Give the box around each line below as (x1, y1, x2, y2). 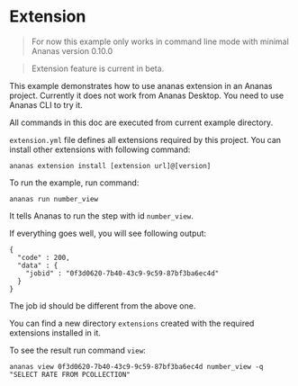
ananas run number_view (9, 194, 99, 203)
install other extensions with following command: (9, 144, 191, 155)
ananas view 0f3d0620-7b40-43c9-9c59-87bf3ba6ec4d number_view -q (9, 362, 264, 371)
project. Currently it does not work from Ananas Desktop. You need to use (9, 90, 284, 101)
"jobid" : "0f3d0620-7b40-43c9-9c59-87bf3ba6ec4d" (25, 268, 220, 278)
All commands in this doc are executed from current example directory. (9, 117, 274, 128)
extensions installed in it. (9, 327, 102, 338)
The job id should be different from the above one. (9, 300, 196, 311)
